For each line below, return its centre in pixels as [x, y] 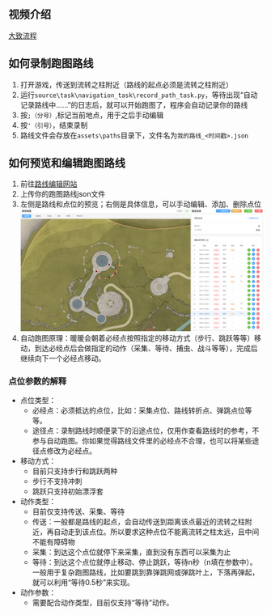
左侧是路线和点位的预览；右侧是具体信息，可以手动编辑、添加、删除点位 [140, 204]
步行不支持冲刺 [57, 481]
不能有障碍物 [53, 542]
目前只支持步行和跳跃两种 [75, 471]
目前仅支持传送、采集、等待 [78, 511]
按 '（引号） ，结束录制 [54, 125]
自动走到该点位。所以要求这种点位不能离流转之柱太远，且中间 [157, 532]
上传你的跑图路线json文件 [63, 194]
